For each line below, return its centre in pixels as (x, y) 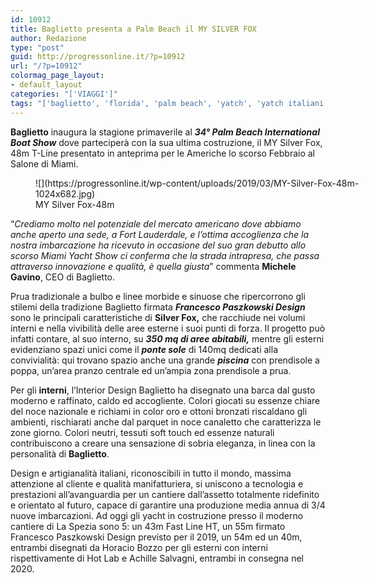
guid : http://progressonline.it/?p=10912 (98, 57)
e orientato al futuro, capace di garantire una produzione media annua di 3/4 (168, 505)
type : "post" (37, 47)
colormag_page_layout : (57, 76)
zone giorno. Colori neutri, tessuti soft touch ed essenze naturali (142, 432)
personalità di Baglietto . (60, 453)
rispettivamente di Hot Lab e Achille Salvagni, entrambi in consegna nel (157, 558)
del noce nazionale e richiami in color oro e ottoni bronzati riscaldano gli (159, 411)
